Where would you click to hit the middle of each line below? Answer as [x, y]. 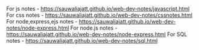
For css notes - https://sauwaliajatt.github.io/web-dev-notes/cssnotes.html [99, 15]
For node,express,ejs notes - [42, 21]
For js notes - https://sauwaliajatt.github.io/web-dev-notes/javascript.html [98, 9]
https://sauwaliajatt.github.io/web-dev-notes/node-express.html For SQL [97, 34]
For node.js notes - [94, 28]
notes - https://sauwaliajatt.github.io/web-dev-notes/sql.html [82, 41]
